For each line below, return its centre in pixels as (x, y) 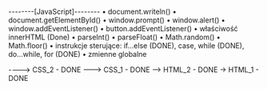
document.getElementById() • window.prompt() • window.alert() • (117, 20)
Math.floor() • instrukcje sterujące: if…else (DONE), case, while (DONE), (126, 46)
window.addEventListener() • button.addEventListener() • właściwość (123, 28)
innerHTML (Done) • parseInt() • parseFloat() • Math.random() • (115, 37)
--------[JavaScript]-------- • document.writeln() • (93, 12)
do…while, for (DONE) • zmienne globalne (78, 54)
